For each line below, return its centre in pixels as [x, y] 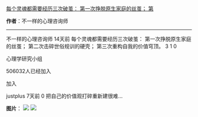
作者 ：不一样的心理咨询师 [37, 21]
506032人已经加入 [29, 71]
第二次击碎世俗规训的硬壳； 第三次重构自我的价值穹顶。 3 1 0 [102, 46]
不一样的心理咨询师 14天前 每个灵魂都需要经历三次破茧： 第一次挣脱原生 [94, 39]
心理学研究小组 [24, 58]
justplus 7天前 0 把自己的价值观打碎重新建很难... [64, 96]
